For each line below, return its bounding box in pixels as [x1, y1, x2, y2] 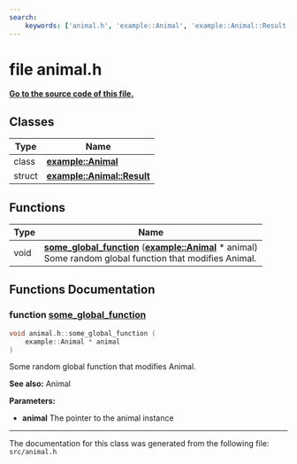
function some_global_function [9, 309, 147, 321]
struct [13, 170, 38, 182]
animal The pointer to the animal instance [21, 413, 174, 423]
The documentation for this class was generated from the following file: [9, 438, 270, 449]
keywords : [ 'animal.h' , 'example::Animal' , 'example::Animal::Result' [25, 21, 291, 30]
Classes [9, 114, 55, 129]
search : [9, 12, 38, 22]
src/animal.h [9, 448, 57, 457]
